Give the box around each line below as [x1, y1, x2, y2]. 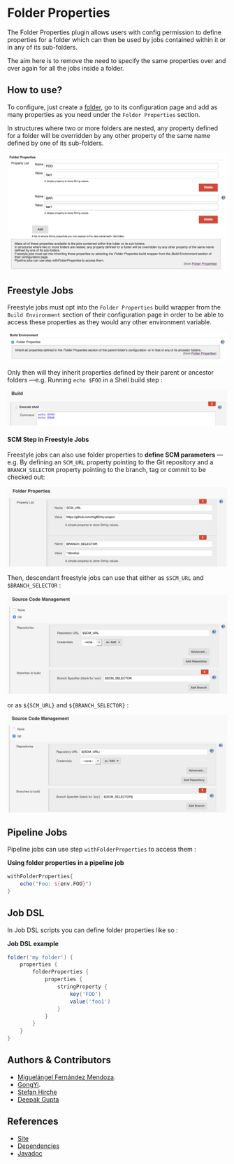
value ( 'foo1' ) [69, 998, 111, 1005]
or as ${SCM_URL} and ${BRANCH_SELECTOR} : [7, 701, 129, 709]
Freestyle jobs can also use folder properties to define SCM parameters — [7, 450, 224, 459]
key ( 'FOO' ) [69, 990, 101, 997]
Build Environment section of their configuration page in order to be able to [7, 310, 224, 319]
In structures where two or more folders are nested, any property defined [7, 124, 219, 132]
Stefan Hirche [17, 1088, 57, 1096]
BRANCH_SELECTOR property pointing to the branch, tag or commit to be [7, 466, 206, 474]
